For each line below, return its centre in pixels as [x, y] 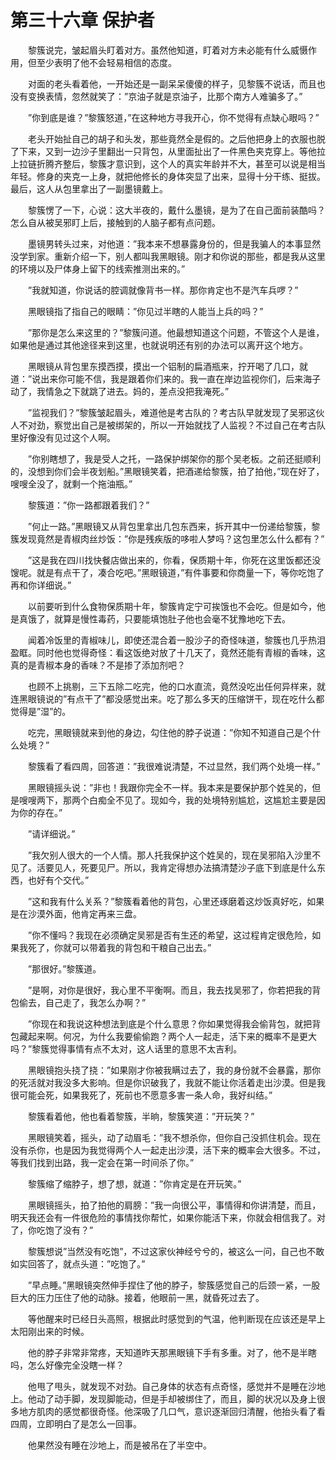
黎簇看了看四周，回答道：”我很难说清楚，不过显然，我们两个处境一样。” [174, 766]
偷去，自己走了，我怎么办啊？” [82, 1002]
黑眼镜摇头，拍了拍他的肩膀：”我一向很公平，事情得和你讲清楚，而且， [174, 1205]
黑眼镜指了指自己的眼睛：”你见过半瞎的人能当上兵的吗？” [145, 311]
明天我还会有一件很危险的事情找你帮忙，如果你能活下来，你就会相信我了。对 [168, 1217]
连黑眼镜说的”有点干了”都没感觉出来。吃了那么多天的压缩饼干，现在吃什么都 [167, 698]
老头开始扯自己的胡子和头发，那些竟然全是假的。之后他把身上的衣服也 [172, 138]
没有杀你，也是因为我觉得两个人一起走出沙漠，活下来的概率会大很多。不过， [168, 1150]
